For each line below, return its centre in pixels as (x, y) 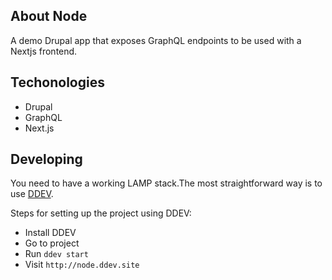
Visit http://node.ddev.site (82, 265)
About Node (49, 16)
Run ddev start (56, 254)
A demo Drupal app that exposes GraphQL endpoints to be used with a (156, 40)
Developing (46, 159)
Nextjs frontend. (44, 51)
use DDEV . (32, 194)
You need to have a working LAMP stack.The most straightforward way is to (166, 183)
